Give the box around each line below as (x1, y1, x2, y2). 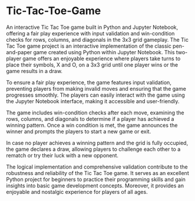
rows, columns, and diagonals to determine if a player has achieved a (6, 115, 174, 122)
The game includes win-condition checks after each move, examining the (6, 109, 184, 116)
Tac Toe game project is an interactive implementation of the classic (6, 42, 172, 50)
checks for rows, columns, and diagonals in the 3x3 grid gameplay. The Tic (6, 36, 189, 43)
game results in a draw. (6, 67, 63, 74)
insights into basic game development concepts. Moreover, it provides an (6, 182, 184, 189)
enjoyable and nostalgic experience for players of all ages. (6, 188, 148, 195)
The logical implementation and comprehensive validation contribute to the (6, 163, 189, 170)
